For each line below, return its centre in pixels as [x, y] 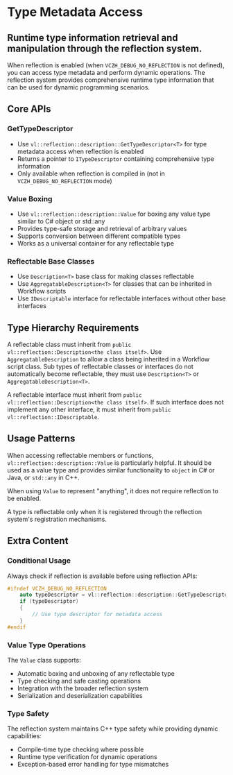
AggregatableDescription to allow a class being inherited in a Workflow [109, 359]
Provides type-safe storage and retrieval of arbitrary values [102, 228]
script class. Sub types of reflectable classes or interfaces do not [101, 367]
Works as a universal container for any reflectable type [96, 243]
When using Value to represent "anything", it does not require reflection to [113, 491]
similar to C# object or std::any [61, 221]
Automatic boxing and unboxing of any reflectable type [96, 674]
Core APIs [29, 109]
